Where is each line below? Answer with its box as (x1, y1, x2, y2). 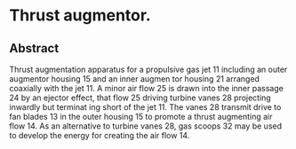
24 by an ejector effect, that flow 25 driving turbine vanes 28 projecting (9, 92, 271, 103)
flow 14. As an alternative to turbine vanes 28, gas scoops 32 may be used (9, 121, 283, 131)
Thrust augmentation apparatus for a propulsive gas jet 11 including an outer (9, 64, 288, 74)
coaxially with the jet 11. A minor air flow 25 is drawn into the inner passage (9, 83, 284, 93)
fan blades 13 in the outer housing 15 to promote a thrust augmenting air (9, 112, 273, 122)
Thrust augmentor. (9, 5, 151, 26)
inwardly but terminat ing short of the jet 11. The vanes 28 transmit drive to (9, 102, 282, 112)
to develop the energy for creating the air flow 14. (9, 130, 190, 140)
